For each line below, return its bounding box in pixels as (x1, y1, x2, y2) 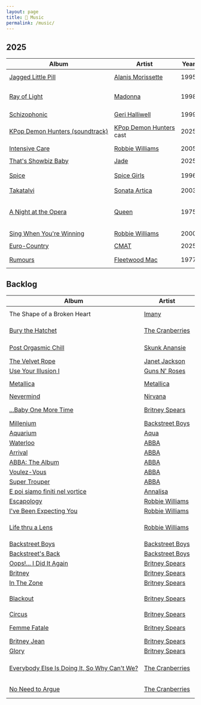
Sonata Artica (114, 186, 153, 195)
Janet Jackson (144, 357, 185, 365)
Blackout (9, 594, 34, 603)
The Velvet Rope (9, 357, 56, 365)
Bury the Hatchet (9, 326, 57, 334)
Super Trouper (9, 477, 50, 486)
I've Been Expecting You (9, 507, 78, 515)
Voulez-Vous (9, 468, 47, 476)
